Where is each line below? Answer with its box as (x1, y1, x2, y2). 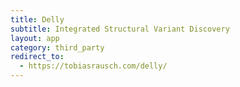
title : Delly (10, 14, 65, 25)
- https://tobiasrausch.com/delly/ (19, 61, 168, 71)
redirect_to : (10, 52, 65, 62)
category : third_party (10, 42, 105, 53)
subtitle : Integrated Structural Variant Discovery (10, 24, 230, 34)
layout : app (10, 33, 60, 43)
